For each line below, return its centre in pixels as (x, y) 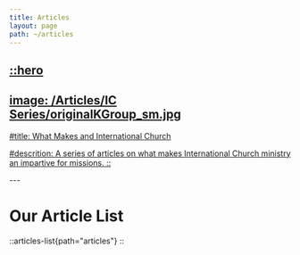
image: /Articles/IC (63, 100)
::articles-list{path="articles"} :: (67, 241)
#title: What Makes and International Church (90, 136)
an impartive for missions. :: (60, 162)
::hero (26, 70)
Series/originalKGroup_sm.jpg (95, 115)
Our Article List (67, 216)
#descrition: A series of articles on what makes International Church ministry (150, 153)
